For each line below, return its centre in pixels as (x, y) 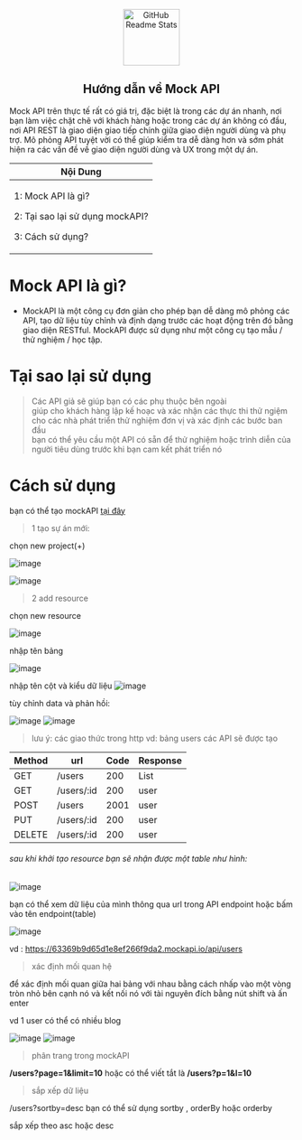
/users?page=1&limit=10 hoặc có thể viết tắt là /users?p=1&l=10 (131, 1073)
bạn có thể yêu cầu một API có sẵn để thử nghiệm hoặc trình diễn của (161, 439)
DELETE (31, 834)
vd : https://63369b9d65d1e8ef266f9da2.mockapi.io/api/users (126, 948)
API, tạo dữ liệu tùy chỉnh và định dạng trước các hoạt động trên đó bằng (158, 320)
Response (160, 761)
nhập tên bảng (37, 650)
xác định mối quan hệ (72, 966)
